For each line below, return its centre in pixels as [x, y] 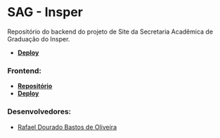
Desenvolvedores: [39, 111]
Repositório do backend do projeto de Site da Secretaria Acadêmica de [110, 32]
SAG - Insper [45, 12]
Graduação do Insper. [39, 39]
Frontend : [25, 71]
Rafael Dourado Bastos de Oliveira [67, 127]
